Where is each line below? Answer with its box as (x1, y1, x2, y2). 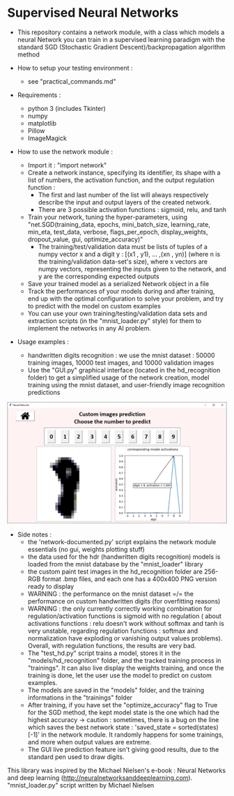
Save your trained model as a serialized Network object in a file (27, 279, 210, 287)
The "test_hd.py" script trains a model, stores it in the (27, 649, 181, 657)
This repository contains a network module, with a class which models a (17, 28, 225, 36)
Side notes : (17, 530, 52, 539)
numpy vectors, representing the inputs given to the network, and (38, 264, 226, 273)
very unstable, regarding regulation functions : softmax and (27, 626, 198, 635)
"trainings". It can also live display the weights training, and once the (27, 663, 224, 672)
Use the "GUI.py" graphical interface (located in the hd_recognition (27, 366, 221, 374)
